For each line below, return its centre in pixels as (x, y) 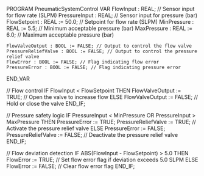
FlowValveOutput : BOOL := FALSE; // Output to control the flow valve (99, 46)
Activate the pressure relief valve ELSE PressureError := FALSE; (86, 128)
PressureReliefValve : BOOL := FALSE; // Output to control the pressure (102, 51)
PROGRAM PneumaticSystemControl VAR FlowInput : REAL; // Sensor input (100, 9)
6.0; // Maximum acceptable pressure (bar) (60, 35)
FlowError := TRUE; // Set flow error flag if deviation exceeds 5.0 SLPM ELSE (102, 159)
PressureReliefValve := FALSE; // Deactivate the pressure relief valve (92, 135)
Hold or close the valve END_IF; (46, 104)
